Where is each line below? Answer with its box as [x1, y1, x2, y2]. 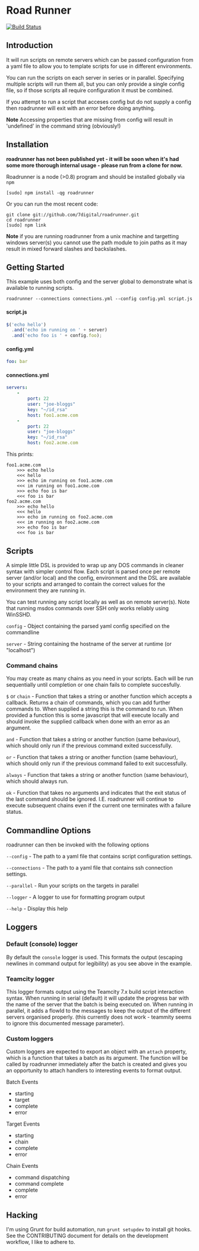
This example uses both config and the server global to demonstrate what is [6, 278, 193, 285]
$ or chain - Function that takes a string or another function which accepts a [6, 693, 192, 700]
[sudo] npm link [6, 222, 46, 228]
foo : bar [6, 359, 28, 365]
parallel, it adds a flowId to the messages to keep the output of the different [6, 1007, 191, 1015]
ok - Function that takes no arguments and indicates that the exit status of [6, 789, 187, 797]
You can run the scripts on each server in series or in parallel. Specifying [6, 74, 184, 81]
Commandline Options [6, 825, 91, 835]
